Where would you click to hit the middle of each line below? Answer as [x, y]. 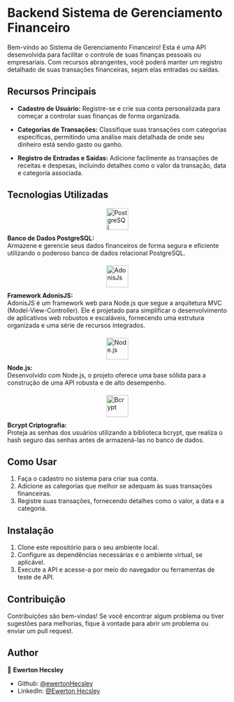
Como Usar [32, 461]
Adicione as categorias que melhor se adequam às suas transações [115, 486]
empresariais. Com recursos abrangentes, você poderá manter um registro [115, 62]
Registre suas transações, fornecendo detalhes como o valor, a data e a [121, 501]
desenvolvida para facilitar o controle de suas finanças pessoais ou [104, 55]
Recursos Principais [52, 91]
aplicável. [31, 563]
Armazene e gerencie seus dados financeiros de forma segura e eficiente [113, 245]
